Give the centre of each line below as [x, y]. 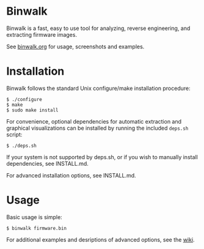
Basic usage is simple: [34, 217]
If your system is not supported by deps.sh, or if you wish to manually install [102, 157]
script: [14, 134]
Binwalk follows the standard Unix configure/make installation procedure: [98, 88]
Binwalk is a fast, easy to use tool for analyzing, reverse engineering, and [98, 28]
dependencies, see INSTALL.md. [47, 163]
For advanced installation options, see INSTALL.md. [71, 175]
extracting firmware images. [42, 34]
